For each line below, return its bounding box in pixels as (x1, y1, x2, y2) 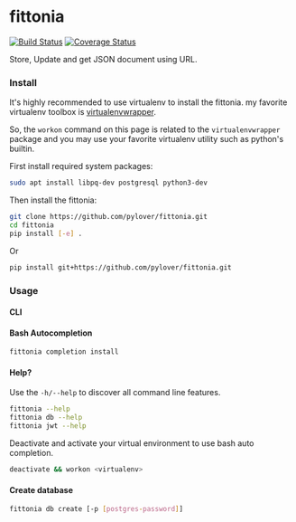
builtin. (9, 143, 35, 155)
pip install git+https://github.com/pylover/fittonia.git (9, 262, 232, 272)
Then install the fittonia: (9, 195, 97, 205)
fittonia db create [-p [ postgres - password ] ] (9, 505, 183, 514)
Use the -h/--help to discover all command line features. (9, 387, 221, 398)
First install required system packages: (9, 161, 153, 172)
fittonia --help (9, 404, 70, 413)
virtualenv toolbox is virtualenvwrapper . (9, 107, 156, 118)
